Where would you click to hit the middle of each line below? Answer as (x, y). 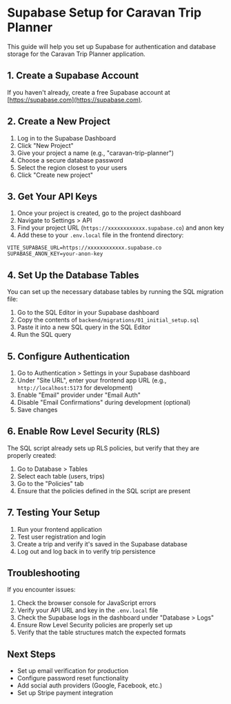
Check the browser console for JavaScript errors (87, 603)
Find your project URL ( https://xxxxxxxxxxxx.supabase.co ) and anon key (120, 228)
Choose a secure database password (70, 160)
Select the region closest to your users (72, 167)
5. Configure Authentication (69, 356)
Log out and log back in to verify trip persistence (86, 551)
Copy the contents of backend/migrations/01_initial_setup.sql (108, 320)
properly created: (32, 455)
